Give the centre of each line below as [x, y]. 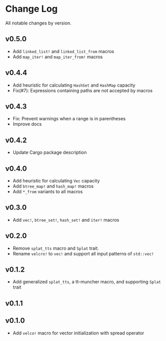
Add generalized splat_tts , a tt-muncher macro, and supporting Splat [87, 282]
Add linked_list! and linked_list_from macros [63, 51]
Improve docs [27, 124]
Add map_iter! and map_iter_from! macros [58, 57]
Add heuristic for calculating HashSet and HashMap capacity [74, 85]
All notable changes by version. [38, 23]
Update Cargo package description [50, 152]
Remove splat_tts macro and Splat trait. [56, 248]
